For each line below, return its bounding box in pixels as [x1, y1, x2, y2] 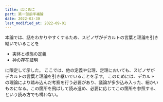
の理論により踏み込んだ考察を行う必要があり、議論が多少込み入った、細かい [5, 80, 159, 85]
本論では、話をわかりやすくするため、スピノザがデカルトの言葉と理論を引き [5, 34, 159, 40]
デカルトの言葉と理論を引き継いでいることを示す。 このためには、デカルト [5, 73, 155, 79]
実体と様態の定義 [12, 51, 47, 57]
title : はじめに [5, 7, 35, 12]
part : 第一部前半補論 [5, 12, 44, 17]
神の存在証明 [12, 57, 38, 63]
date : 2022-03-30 [5, 16, 40, 21]
